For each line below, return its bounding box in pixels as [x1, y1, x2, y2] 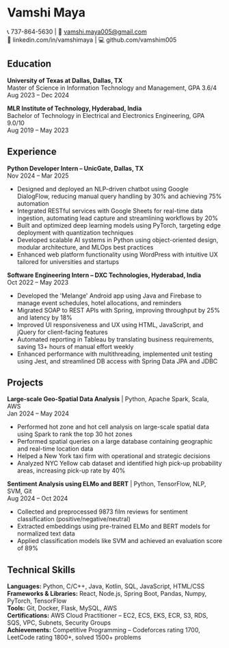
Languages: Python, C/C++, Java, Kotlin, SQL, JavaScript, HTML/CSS [7, 582, 205, 590]
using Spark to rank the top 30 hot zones [16, 430, 133, 438]
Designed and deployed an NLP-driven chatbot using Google [16, 184, 189, 193]
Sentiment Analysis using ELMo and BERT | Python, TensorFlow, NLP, [7, 480, 206, 488]
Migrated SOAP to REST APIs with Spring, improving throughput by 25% [16, 306, 220, 314]
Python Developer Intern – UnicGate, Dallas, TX [7, 164, 144, 172]
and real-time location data [16, 444, 94, 453]
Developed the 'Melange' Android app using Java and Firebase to [16, 291, 202, 300]
